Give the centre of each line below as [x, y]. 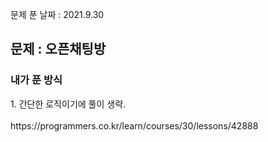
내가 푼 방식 [36, 80]
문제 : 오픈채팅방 [58, 49]
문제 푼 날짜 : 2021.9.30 [57, 14]
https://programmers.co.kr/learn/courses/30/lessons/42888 [134, 125]
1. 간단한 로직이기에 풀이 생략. [68, 104]
